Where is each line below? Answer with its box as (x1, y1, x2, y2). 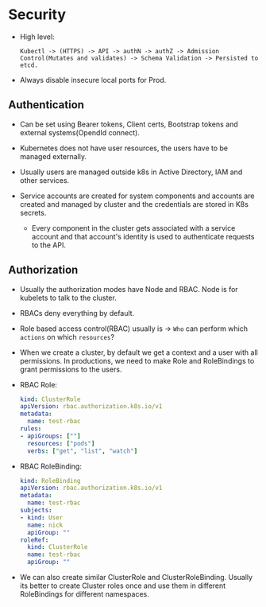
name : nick (27, 521, 64, 529)
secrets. (19, 208, 47, 217)
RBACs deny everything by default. (19, 308, 135, 317)
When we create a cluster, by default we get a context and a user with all (19, 348, 258, 357)
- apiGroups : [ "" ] (19, 432, 81, 440)
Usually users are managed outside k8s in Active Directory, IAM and (19, 167, 243, 177)
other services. (19, 175, 70, 185)
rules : (19, 425, 42, 433)
